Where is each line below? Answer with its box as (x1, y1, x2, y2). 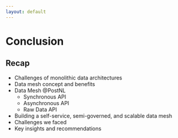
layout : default (5, 8, 46, 15)
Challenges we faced (14, 118, 67, 125)
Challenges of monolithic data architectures (14, 74, 122, 81)
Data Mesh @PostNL (14, 87, 66, 94)
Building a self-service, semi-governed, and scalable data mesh (14, 112, 173, 119)
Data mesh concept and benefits (14, 80, 95, 87)
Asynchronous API (23, 99, 70, 106)
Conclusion (5, 34, 64, 48)
